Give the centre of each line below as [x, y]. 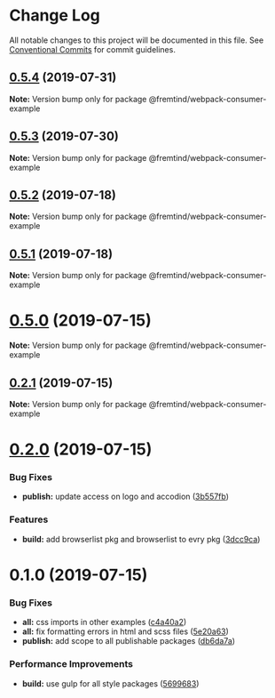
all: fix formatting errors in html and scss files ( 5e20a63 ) [125, 631]
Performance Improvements [71, 664]
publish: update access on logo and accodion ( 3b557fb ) [125, 497]
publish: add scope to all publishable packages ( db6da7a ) [129, 641]
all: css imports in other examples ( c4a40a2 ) [104, 622]
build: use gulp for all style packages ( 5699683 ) [110, 683]
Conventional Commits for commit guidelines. [92, 49]
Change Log [55, 16]
